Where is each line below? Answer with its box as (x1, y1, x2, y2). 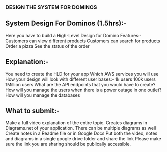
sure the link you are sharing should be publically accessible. (5, 141, 131, 147)
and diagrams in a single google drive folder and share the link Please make (5, 136, 161, 142)
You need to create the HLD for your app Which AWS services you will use (5, 71, 159, 77)
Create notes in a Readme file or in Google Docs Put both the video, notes (5, 130, 158, 136)
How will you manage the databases (5, 92, 80, 98)
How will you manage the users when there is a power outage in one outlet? (5, 87, 162, 93)
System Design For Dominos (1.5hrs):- (5, 19, 127, 28)
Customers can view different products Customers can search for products (5, 38, 160, 44)
